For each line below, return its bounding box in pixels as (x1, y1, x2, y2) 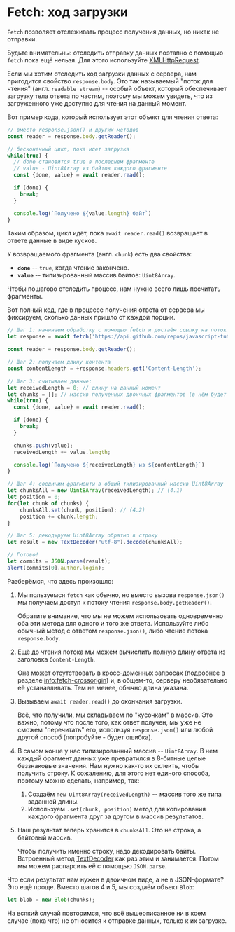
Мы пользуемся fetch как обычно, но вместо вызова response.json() (17, 590, 225, 599)
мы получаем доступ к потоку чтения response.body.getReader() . (17, 598, 212, 606)
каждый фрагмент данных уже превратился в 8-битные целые (17, 754, 206, 762)
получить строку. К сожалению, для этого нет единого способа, (17, 769, 211, 777)
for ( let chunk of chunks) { (7, 500, 90, 507)
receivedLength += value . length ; (13, 448, 111, 455)
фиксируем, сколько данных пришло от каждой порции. (7, 313, 176, 322)
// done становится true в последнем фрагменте (13, 158, 155, 165)
